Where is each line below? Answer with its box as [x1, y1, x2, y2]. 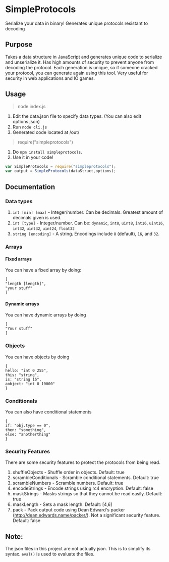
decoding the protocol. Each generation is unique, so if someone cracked [5, 64, 158, 70]
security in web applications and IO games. [5, 75, 95, 81]
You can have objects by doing [5, 354, 70, 360]
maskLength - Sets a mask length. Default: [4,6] [12, 501, 112, 507]
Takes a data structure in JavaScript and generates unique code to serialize [5, 54, 162, 60]
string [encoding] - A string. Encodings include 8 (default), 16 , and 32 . [12, 231, 160, 237]
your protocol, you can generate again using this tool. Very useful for [5, 70, 148, 76]
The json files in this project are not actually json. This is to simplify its [5, 546, 151, 552]
